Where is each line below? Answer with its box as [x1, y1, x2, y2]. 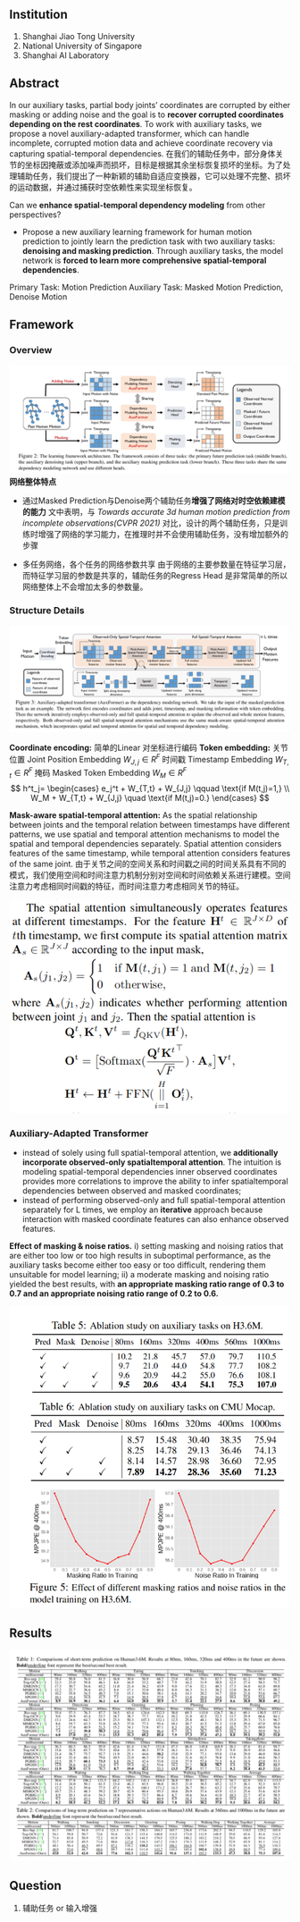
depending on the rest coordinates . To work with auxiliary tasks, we [9, 118, 262, 129]
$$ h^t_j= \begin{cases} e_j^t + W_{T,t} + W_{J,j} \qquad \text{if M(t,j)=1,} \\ [10, 783, 290, 794]
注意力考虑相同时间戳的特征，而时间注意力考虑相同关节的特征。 [9, 881, 244, 892]
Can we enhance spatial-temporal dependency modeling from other [9, 199, 266, 210]
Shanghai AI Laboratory [21, 49, 110, 61]
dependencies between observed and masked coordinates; [21, 1185, 242, 1196]
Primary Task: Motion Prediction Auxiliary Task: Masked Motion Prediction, [9, 282, 284, 292]
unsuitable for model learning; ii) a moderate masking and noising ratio [9, 1269, 270, 1279]
